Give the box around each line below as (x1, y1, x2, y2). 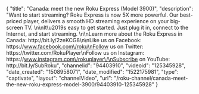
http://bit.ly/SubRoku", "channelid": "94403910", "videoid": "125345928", (6, 62, 186, 69)
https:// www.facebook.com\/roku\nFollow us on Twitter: (6, 43, 144, 50)
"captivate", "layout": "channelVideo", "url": (6, 74, 113, 82)
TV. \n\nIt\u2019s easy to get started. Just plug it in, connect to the (24, 24, 189, 31)
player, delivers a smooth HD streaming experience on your (23, 18, 169, 24)
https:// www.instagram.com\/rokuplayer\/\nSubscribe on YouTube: (6, 56, 170, 62)
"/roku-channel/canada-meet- (114, 74, 188, 82)
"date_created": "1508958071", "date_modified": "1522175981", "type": (6, 68, 179, 75)
